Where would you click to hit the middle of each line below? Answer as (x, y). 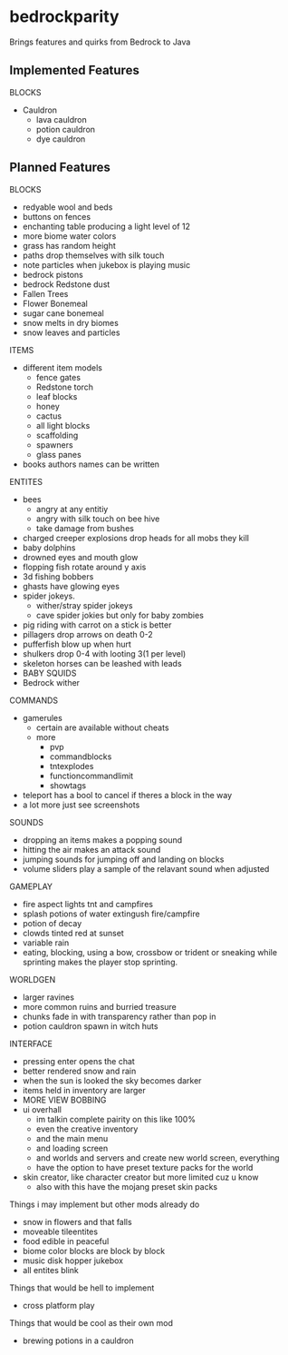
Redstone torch (64, 387)
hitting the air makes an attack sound (91, 849)
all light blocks (63, 425)
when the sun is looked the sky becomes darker (112, 1080)
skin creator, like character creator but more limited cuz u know (140, 1177)
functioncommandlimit (91, 776)
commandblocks (81, 757)
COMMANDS (34, 700)
